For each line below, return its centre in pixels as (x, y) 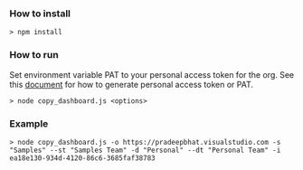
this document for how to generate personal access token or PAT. (132, 84)
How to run (34, 55)
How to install (40, 14)
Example (29, 123)
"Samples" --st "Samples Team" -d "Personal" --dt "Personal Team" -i (145, 150)
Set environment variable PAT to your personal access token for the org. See (152, 74)
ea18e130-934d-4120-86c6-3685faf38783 (82, 158)
